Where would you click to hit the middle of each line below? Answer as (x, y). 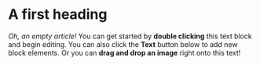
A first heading (58, 14)
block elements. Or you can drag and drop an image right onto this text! (125, 52)
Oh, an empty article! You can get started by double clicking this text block (130, 36)
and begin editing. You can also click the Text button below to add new (123, 44)
